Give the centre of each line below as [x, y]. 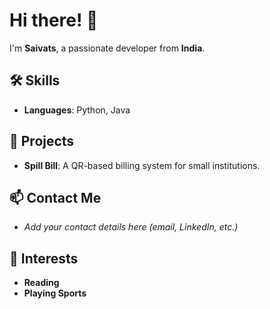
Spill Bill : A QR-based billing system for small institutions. [142, 165]
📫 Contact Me [55, 197]
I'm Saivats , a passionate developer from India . [107, 48]
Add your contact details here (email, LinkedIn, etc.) [131, 227]
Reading [41, 283]
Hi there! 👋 [54, 20]
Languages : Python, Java [77, 110]
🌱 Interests [44, 258]
